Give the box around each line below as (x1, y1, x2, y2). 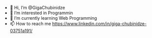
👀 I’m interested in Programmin (9, 10, 74, 16)
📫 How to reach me (9, 21, 51, 27)
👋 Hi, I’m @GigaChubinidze (9, 5, 66, 10)
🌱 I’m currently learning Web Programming (9, 15, 97, 21)
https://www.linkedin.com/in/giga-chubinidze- (52, 21, 147, 27)
